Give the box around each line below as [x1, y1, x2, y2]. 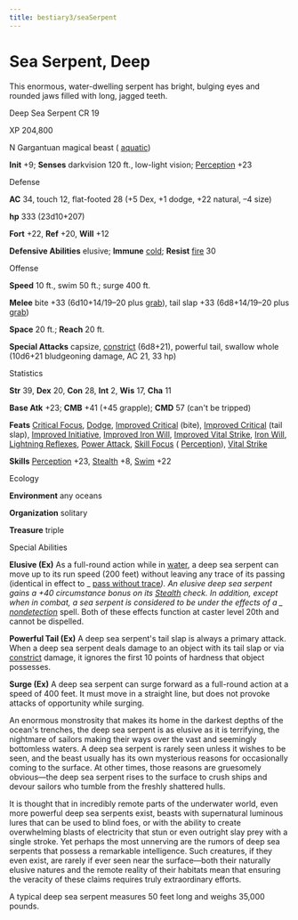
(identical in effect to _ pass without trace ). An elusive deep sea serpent [9, 577, 273, 588]
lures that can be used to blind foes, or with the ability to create [9, 817, 242, 827]
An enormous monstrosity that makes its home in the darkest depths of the [9, 714, 284, 725]
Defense [9, 176, 41, 187]
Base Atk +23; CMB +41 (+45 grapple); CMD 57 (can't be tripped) [9, 402, 252, 413]
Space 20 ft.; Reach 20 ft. [9, 324, 105, 335]
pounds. [9, 900, 40, 911]
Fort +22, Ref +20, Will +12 [9, 228, 109, 238]
